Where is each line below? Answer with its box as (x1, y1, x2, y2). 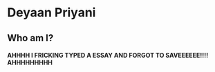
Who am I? (7, 32, 54, 44)
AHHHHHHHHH (7, 58, 53, 67)
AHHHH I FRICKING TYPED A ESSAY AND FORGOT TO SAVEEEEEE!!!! (7, 51, 209, 60)
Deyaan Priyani (7, 5, 96, 21)
